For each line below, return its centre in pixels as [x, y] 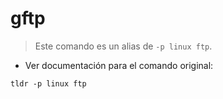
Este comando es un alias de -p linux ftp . [123, 46]
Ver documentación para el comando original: [119, 65]
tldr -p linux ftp [48, 83]
